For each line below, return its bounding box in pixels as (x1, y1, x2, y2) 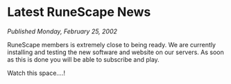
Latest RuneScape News (7, 4, 151, 20)
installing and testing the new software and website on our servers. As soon (7, 48, 224, 56)
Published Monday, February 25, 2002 (7, 27, 118, 35)
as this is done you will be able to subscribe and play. (7, 55, 160, 63)
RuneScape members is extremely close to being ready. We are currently (7, 40, 216, 49)
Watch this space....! (7, 69, 66, 77)
